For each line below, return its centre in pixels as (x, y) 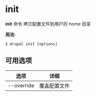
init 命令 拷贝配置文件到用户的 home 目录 (48, 24)
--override (21, 85)
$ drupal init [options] (31, 44)
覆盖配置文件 (54, 85)
